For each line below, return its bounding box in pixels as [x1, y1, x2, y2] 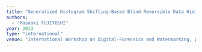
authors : [6, 14, 28, 20]
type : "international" [6, 31, 63, 37]
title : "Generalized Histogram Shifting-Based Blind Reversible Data [6, 8, 185, 15]
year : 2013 [6, 25, 34, 32]
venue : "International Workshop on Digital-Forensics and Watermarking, [6, 36, 192, 42]
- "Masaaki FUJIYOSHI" [11, 20, 69, 26]
